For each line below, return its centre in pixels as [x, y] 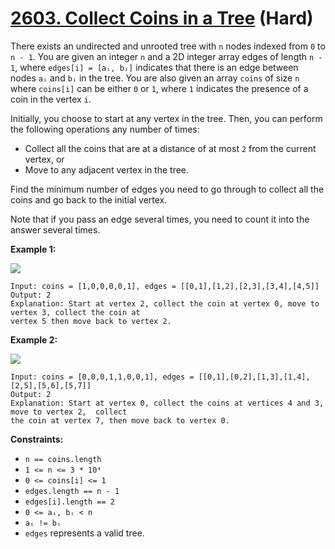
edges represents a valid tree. [84, 533]
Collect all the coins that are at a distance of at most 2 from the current [170, 148]
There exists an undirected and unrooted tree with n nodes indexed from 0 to [168, 46]
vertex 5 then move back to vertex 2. [91, 321]
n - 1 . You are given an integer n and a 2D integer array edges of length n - [166, 56]
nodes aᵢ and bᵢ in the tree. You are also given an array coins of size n [155, 78]
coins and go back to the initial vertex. [89, 199]
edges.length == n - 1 [72, 491]
